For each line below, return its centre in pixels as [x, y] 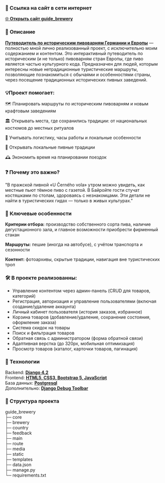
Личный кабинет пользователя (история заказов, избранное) [77, 312]
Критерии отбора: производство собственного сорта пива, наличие [78, 224]
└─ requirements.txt [26, 475]
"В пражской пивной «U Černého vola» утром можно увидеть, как [75, 185]
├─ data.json [18, 465]
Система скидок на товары [41, 327]
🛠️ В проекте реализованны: [41, 278]
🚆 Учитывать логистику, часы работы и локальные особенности [73, 137]
